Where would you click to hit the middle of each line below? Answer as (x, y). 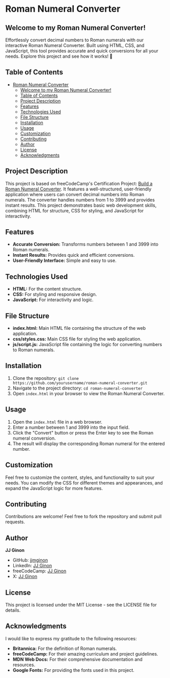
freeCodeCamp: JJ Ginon (39, 571)
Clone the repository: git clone (46, 378)
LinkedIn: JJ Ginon (32, 566)
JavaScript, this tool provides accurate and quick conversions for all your (82, 51)
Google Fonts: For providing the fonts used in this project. (74, 670)
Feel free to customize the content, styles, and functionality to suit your (80, 477)
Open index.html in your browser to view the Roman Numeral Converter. (89, 393)
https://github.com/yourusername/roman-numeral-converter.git (80, 383)
